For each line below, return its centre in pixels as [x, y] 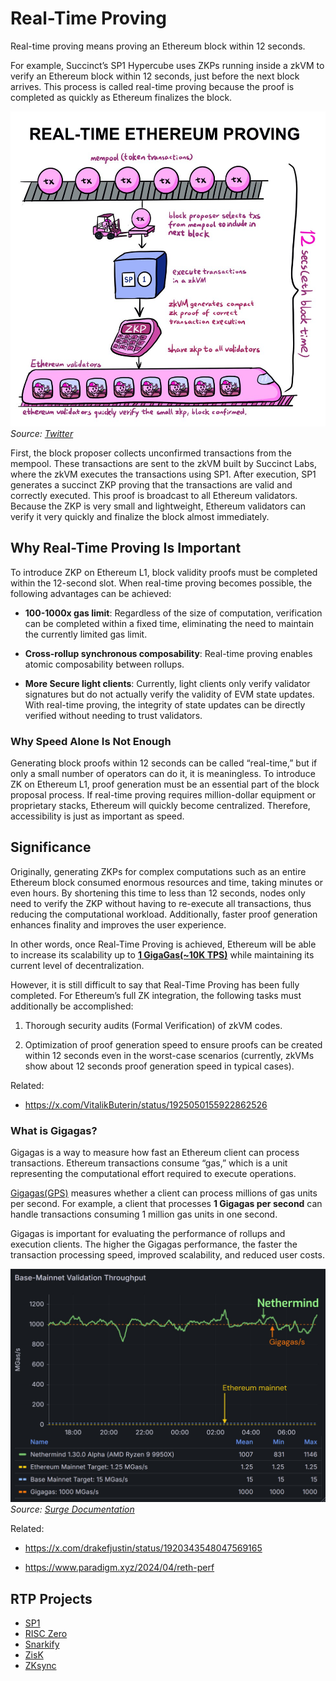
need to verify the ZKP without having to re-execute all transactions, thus [161, 903]
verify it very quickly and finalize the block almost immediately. [140, 516]
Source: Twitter [42, 433]
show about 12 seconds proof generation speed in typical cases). [159, 1066]
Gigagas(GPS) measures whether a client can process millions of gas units [164, 1193]
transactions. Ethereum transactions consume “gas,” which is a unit [149, 1163]
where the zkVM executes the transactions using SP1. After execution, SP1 [163, 474]
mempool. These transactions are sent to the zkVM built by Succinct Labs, [163, 463]
